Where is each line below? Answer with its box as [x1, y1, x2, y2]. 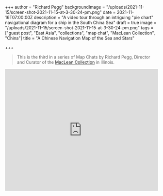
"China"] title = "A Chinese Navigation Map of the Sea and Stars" [5, 35, 135, 41]
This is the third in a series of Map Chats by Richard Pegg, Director [16, 54, 150, 60]
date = [102, 9, 116, 15]
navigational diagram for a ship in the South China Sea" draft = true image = [5, 20, 157, 25]
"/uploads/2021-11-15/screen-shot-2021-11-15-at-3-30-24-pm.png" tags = [5, 25, 154, 31]
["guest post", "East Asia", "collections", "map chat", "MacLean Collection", [5, 30, 155, 36]
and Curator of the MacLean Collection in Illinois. [16, 59, 115, 65]
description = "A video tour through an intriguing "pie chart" [33, 15, 154, 20]
